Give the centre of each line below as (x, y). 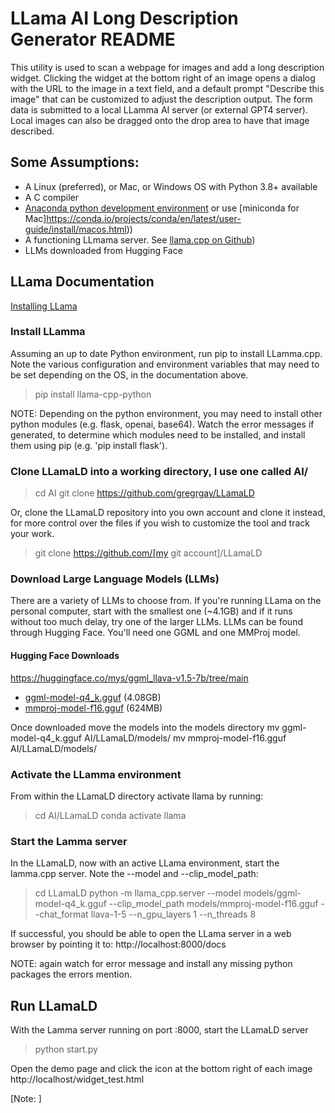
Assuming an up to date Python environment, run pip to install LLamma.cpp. (166, 353)
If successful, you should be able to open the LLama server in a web (151, 934)
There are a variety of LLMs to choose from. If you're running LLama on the (166, 601)
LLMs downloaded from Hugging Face (103, 250)
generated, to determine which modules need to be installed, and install (158, 434)
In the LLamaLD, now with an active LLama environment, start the (145, 863)
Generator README (93, 39)
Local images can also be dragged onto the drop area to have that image (160, 120)
